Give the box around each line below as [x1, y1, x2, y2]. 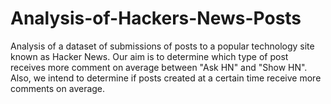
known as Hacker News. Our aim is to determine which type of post [10, 50, 289, 62]
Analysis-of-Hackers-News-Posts [10, 7, 302, 30]
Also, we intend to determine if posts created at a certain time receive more [10, 72, 322, 84]
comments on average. [10, 82, 106, 94]
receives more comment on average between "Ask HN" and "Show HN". [10, 61, 308, 73]
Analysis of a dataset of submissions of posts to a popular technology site [10, 40, 315, 52]
